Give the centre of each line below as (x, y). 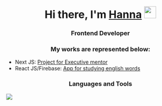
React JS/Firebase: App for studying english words (77, 68)
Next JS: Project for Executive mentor (61, 62)
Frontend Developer (100, 33)
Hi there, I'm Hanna (93, 15)
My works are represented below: (100, 49)
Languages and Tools (100, 84)
